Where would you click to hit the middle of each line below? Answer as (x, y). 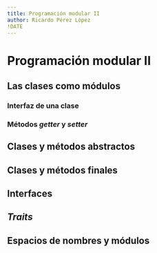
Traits (20, 217)
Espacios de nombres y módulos (78, 240)
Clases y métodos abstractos (71, 147)
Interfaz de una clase (43, 106)
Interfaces (30, 193)
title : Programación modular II (53, 13)
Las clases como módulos (64, 86)
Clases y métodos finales (63, 170)
